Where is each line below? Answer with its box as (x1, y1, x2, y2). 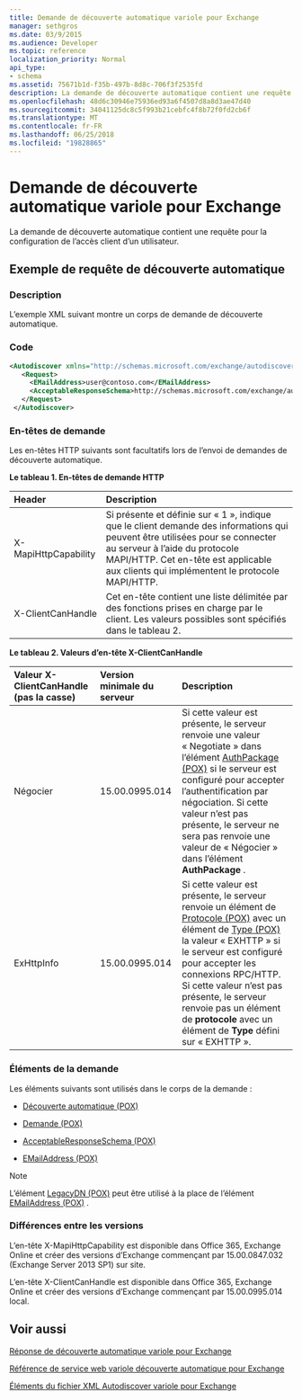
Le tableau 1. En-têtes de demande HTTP (9, 472, 164, 483)
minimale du (100, 680, 155, 692)
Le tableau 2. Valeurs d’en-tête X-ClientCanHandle (9, 647, 203, 658)
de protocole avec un (181, 1013, 273, 1026)
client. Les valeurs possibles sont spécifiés (105, 613, 287, 626)
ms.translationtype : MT (9, 113, 99, 122)
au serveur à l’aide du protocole (105, 542, 240, 555)
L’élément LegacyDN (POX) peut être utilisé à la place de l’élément (9, 1188, 254, 1199)
